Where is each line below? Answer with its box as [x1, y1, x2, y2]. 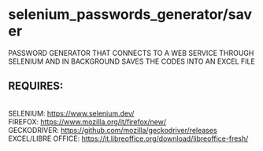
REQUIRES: [8, 79, 64, 93]
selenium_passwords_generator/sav [8, 6, 252, 24]
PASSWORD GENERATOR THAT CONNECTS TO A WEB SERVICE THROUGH [8, 48, 254, 57]
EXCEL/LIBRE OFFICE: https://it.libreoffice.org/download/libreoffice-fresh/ [8, 134, 249, 143]
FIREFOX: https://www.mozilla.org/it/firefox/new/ [8, 116, 167, 127]
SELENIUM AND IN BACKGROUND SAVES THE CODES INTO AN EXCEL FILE [8, 57, 256, 66]
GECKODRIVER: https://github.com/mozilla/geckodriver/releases [8, 125, 218, 134]
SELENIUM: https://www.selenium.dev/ [8, 109, 135, 118]
